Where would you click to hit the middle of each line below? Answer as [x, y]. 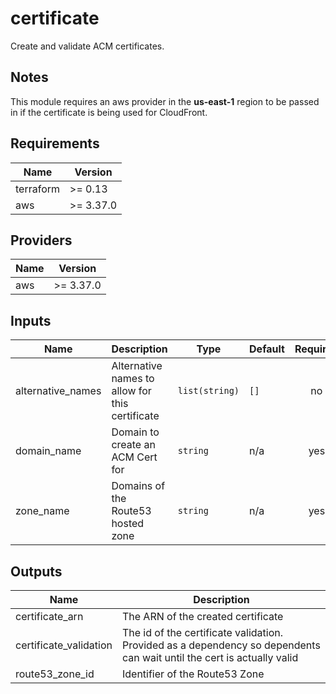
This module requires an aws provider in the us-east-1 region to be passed [165, 101]
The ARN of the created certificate [202, 616]
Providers [41, 240]
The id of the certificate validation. [202, 632]
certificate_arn [49, 616]
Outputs [36, 571]
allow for [131, 391]
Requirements [55, 143]
